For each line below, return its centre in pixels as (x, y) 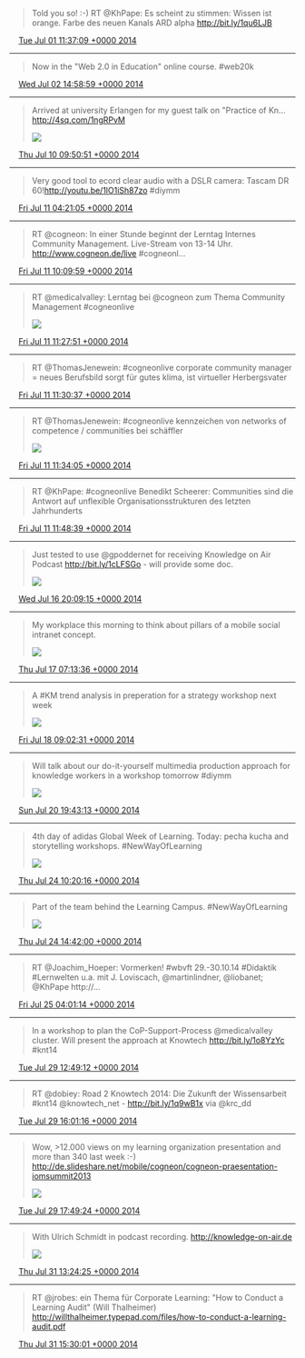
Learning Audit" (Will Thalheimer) (94, 1307)
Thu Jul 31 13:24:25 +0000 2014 (79, 1271)
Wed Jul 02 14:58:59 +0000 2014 (80, 84)
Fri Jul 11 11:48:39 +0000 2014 (74, 528)
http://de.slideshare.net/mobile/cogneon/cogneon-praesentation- (155, 1166)
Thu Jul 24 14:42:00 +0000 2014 (80, 941)
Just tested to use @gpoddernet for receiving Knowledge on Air (151, 554)
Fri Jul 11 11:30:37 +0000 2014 (74, 395)
